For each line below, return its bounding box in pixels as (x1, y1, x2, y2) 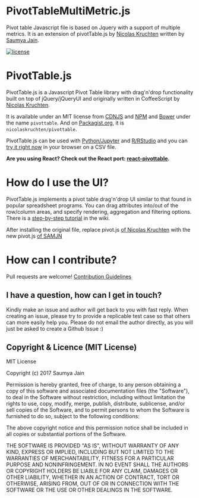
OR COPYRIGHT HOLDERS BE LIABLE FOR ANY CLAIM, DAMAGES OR (6, 468, 178, 475)
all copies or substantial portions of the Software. (6, 431, 127, 438)
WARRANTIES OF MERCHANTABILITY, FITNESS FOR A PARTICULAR (6, 455, 174, 462)
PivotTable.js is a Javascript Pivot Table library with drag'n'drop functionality (6, 88, 194, 96)
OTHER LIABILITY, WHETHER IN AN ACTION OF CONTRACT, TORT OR (6, 474, 179, 481)
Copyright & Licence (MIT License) (6, 342, 137, 352)
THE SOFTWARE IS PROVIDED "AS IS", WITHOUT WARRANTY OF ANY (6, 442, 179, 449)
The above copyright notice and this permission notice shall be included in (6, 424, 188, 431)
